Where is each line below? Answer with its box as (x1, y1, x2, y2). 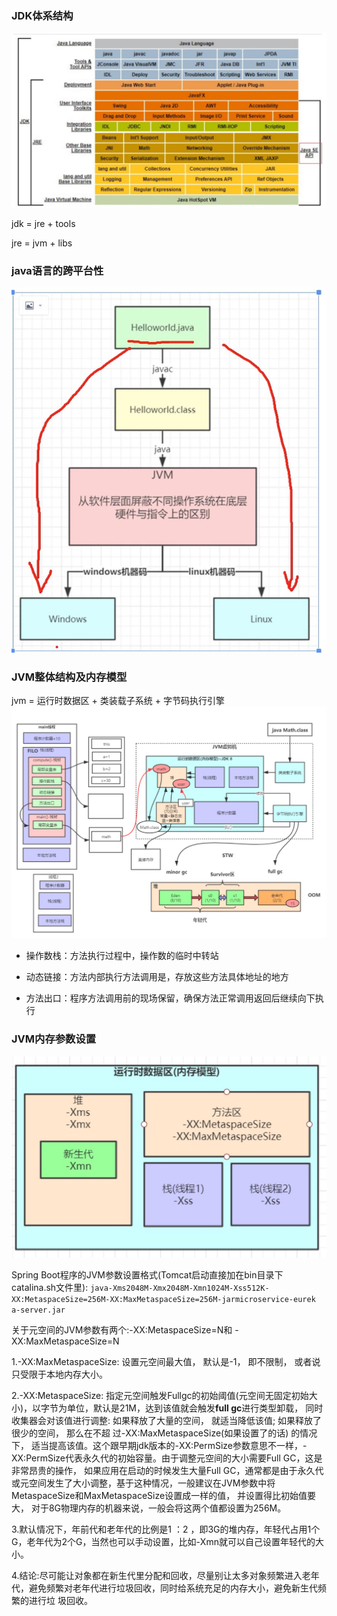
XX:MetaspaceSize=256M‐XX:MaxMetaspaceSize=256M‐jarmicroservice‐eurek (11, 1295, 316, 1305)
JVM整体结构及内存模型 (11, 670, 128, 684)
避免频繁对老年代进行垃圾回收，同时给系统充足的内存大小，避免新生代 (28, 1582, 318, 1594)
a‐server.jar (11, 1305, 66, 1316)
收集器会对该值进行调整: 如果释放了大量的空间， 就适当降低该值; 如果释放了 (11, 1415, 323, 1427)
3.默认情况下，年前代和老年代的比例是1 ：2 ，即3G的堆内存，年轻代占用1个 (11, 1523, 321, 1536)
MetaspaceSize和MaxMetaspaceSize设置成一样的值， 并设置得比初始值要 (11, 1490, 317, 1502)
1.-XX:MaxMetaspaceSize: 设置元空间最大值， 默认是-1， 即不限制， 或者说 (11, 1356, 321, 1368)
